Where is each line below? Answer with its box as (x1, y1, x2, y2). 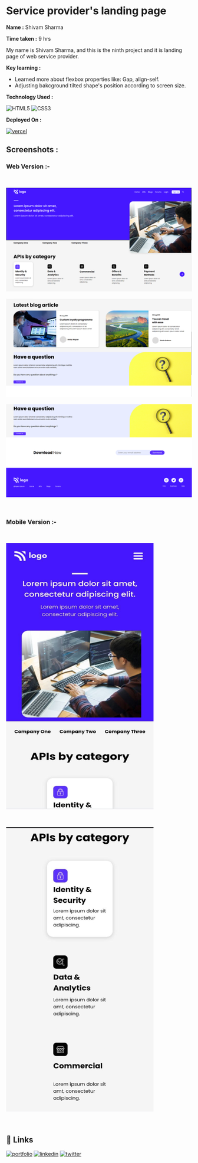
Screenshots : (6, 145, 59, 155)
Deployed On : (6, 116, 42, 123)
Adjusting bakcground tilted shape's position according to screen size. (14, 81, 186, 89)
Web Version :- (6, 162, 50, 171)
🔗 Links (6, 1135, 34, 1145)
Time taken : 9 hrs (6, 35, 51, 42)
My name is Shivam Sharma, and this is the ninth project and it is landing (6, 46, 183, 54)
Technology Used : (6, 93, 54, 100)
